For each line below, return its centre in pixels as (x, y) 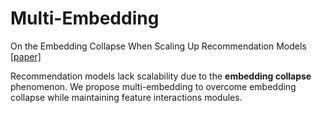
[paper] (26, 56)
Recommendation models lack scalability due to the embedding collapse (161, 76)
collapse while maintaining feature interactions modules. (126, 97)
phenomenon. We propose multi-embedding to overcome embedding (153, 86)
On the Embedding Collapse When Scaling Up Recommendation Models (158, 46)
